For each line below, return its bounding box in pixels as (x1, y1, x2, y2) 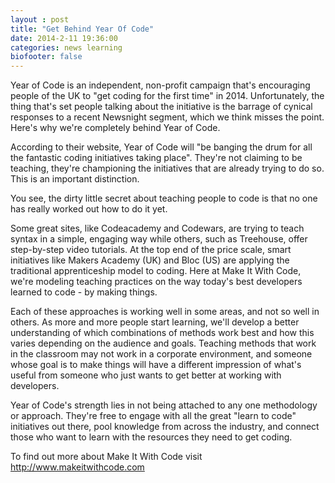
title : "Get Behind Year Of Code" (10, 24, 155, 34)
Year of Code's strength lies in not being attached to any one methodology (10, 399, 318, 411)
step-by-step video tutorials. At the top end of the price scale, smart (10, 244, 292, 256)
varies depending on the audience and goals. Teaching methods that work (10, 337, 317, 350)
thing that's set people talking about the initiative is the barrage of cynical (10, 101, 313, 113)
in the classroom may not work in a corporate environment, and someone (10, 348, 313, 360)
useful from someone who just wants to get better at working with (10, 369, 282, 381)
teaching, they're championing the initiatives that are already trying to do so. (10, 162, 325, 175)
